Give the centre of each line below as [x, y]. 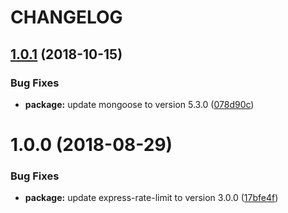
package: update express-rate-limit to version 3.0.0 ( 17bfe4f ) [151, 198]
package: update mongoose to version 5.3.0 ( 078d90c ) [139, 104]
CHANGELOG [66, 17]
